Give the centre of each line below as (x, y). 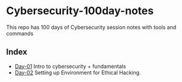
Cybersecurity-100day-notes (80, 11)
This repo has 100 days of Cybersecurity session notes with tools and (91, 27)
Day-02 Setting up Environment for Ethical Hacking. (78, 73)
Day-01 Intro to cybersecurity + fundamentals (70, 66)
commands (20, 33)
